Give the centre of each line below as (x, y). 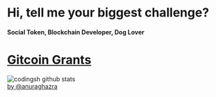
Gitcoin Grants (49, 60)
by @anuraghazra (32, 86)
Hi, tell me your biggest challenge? (108, 13)
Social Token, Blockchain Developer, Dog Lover (76, 32)
